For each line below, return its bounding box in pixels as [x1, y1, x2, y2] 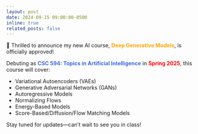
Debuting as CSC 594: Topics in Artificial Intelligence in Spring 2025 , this [6, 60, 193, 67]
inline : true [6, 20, 39, 26]
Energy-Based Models [14, 103, 70, 111]
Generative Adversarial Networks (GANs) [14, 84, 117, 92]
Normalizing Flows [14, 97, 61, 104]
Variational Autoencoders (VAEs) [14, 78, 96, 85]
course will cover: [6, 66, 51, 74]
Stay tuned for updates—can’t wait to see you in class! [6, 121, 141, 129]
